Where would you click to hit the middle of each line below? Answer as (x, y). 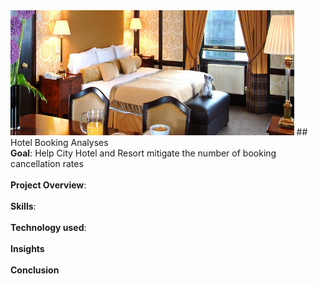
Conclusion (35, 270)
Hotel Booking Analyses (59, 142)
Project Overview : (48, 185)
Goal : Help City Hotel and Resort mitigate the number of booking (143, 153)
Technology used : (48, 227)
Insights (27, 248)
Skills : (23, 206)
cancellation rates (47, 163)
